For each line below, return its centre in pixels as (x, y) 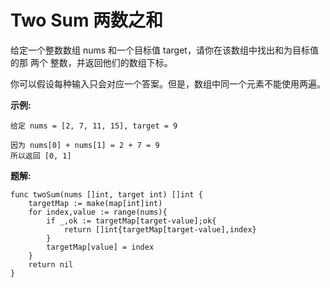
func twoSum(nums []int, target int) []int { (106, 194)
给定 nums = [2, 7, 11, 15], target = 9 (94, 126)
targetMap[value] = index (100, 247)
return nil (51, 264)
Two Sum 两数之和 (87, 20)
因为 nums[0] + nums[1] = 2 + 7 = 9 (85, 145)
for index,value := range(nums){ (98, 212)
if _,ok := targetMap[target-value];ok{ (131, 221)
